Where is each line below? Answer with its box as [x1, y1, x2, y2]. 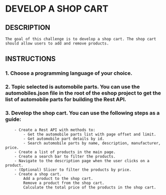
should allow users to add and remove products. [5, 41, 109, 46]
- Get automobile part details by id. [23, 136, 105, 141]
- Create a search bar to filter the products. [14, 154, 116, 159]
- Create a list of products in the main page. [14, 150, 116, 155]
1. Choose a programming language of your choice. [5, 70, 132, 77]
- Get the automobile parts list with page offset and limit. [23, 132, 156, 137]
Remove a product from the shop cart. [23, 180, 105, 185]
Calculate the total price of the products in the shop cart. [23, 185, 156, 190]
